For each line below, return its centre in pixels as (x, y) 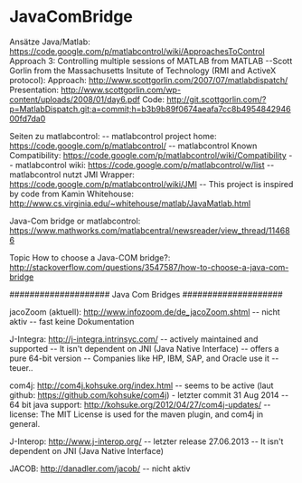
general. (25, 423)
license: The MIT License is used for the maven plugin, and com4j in (137, 414)
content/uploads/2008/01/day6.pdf (75, 99)
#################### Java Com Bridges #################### (146, 294)
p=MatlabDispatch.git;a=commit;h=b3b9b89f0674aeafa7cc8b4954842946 (150, 109)
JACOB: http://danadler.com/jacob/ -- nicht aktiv (100, 469)
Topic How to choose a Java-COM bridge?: (90, 257)
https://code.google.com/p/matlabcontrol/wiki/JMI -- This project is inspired (151, 184)
